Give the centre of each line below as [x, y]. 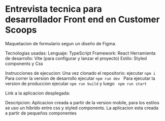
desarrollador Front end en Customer [82, 19]
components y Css [24, 63]
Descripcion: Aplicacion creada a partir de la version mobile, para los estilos [82, 102]
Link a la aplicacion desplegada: [38, 93]
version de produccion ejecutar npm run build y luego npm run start [76, 83]
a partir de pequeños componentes [41, 113]
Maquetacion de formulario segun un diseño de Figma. [61, 43]
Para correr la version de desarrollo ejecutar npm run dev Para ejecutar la [80, 78]
